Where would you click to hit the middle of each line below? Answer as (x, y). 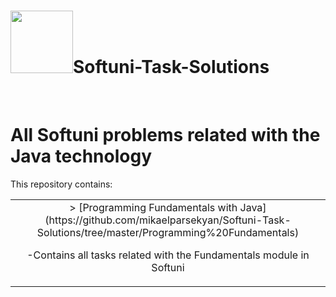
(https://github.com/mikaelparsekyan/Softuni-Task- (168, 220)
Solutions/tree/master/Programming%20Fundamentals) (168, 232)
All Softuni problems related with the (165, 135)
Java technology (81, 156)
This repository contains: (61, 184)
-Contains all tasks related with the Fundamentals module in (168, 255)
